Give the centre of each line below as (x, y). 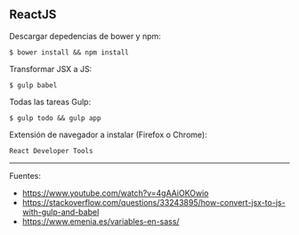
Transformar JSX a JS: (51, 69)
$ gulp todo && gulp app (55, 118)
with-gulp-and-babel (61, 212)
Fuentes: (25, 175)
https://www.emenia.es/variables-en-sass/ (101, 221)
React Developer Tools (51, 150)
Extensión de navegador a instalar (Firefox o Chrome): (108, 134)
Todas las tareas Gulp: (50, 101)
